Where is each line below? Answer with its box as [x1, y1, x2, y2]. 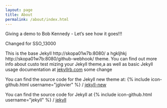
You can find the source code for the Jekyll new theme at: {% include [5, 77, 150, 83]
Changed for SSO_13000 [5, 41, 57, 47]
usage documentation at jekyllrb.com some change [5, 66, 112, 73]
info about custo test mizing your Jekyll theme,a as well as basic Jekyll [5, 61, 153, 67]
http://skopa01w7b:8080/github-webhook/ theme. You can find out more [5, 56, 157, 62]
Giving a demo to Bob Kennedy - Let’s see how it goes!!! [5, 31, 122, 37]
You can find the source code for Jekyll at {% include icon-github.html [5, 92, 152, 98]
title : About [5, 12, 33, 17]
